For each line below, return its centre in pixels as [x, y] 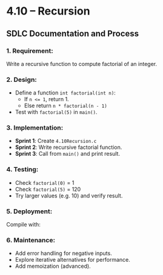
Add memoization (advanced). [53, 266]
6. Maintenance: [31, 240]
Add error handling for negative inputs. [63, 253]
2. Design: [22, 79]
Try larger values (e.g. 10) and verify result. [69, 196]
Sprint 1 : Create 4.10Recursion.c [56, 141]
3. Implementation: [35, 128]
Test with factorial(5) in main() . [56, 112]
